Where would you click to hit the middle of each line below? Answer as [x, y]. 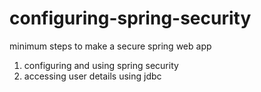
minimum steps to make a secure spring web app [110, 46]
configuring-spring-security [130, 18]
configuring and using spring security [101, 65]
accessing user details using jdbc [92, 76]
